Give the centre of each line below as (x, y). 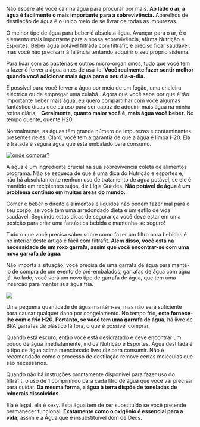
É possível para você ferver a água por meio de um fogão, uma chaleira (94, 88)
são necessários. (27, 363)
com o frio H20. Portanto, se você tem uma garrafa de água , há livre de (104, 320)
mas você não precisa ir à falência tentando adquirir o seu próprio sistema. (98, 52)
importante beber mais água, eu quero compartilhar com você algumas (93, 100)
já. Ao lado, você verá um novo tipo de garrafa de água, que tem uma (91, 278)
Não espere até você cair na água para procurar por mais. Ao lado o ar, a (96, 9)
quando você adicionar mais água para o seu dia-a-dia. (76, 76)
